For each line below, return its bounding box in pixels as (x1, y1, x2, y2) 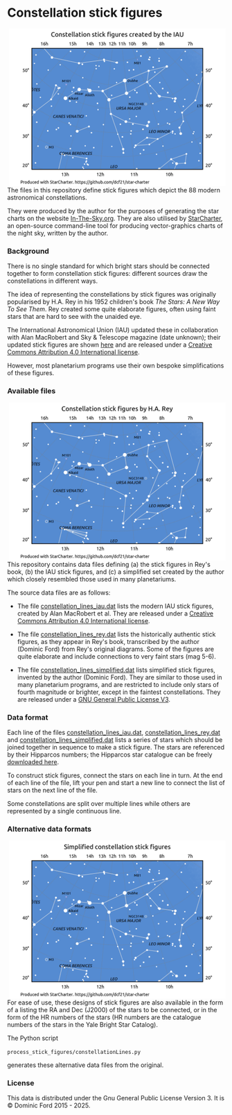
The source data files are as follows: (7, 588, 111, 597)
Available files (7, 386, 56, 396)
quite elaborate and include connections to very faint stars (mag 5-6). (17, 652, 216, 661)
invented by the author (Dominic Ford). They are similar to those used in (17, 673, 223, 682)
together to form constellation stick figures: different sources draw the (7, 270, 208, 278)
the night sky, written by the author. (7, 229, 109, 238)
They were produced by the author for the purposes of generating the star (7, 207, 220, 215)
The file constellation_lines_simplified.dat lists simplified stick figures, (17, 666, 216, 675)
